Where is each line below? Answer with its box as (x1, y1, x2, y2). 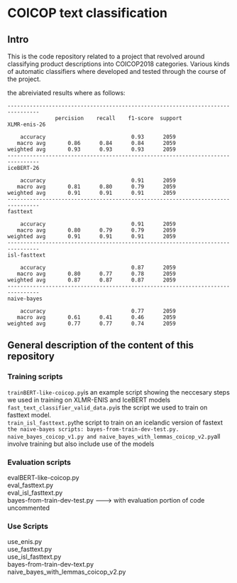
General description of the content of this (7, 339, 194, 351)
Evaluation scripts (7, 457, 72, 467)
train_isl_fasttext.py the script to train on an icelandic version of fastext (7, 418, 224, 427)
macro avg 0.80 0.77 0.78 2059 (16, 270, 176, 277)
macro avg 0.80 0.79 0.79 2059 (16, 227, 176, 234)
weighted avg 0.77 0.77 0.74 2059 (7, 320, 176, 327)
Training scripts (7, 372, 63, 382)
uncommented (7, 503, 50, 512)
